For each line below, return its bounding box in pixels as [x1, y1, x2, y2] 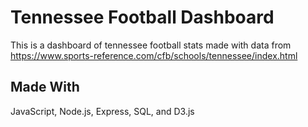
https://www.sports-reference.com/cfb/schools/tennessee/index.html [10, 49, 298, 61]
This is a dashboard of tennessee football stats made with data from [10, 39, 292, 51]
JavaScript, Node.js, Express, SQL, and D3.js [10, 105, 195, 117]
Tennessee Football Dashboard [10, 6, 275, 29]
